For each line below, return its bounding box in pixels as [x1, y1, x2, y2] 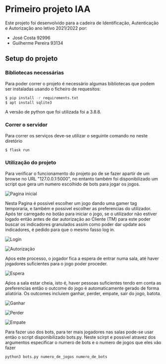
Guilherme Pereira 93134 [12, 40, 63, 46]
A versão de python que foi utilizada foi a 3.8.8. [5, 109, 102, 115]
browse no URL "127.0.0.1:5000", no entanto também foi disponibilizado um [5, 176, 159, 182]
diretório [5, 138, 23, 144]
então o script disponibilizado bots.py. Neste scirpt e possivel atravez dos [5, 334, 156, 340]
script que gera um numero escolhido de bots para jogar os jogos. [5, 181, 140, 187]
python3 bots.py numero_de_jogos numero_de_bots [5, 354, 108, 359]
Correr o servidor [5, 121, 48, 128]
